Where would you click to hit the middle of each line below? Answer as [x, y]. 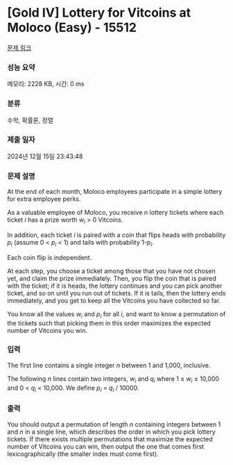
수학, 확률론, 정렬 [31, 120]
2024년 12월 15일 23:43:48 [45, 156]
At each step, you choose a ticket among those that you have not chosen [112, 271]
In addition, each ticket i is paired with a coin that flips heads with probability [116, 235]
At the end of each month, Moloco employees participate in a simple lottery [115, 192]
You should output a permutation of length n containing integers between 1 [114, 424]
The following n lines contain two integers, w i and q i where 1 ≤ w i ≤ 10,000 [113, 379]
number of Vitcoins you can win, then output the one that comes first [106, 446]
